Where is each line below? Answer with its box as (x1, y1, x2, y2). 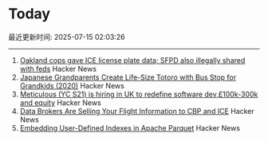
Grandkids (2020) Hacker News (19, 80, 125, 90)
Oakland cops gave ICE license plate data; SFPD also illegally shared (19, 55, 246, 65)
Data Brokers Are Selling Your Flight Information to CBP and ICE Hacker (19, 106, 255, 116)
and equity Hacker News (19, 97, 101, 108)
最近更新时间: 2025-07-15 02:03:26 (8, 32, 125, 41)
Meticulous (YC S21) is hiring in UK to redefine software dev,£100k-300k (19, 89, 258, 99)
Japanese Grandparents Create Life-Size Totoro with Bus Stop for (19, 72, 237, 82)
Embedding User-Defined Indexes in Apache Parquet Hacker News (19, 123, 241, 132)
